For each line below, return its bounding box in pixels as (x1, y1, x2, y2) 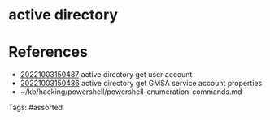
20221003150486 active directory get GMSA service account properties (20, 79, 263, 88)
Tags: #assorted (8, 103, 63, 113)
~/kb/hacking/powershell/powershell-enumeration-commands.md (20, 87, 242, 96)
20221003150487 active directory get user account (20, 70, 193, 79)
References (8, 43, 88, 62)
